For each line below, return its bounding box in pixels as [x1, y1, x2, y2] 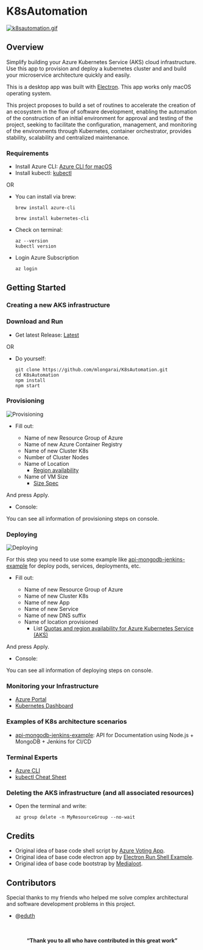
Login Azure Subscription [15, 254, 79, 262]
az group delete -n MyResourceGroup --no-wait [15, 814, 136, 821]
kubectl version [15, 243, 57, 249]
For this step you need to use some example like [6, 556, 128, 563]
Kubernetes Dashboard [15, 702, 74, 710]
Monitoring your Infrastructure [6, 682, 99, 690]
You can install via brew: [15, 193, 77, 201]
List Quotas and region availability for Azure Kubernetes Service [33, 625, 194, 632]
